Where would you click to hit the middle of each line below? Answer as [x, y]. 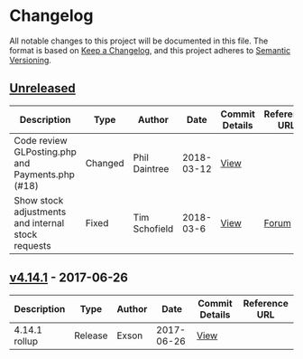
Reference [266, 303]
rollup [26, 341]
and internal [39, 222]
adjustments [40, 212]
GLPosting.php [45, 152]
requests [32, 245]
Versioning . [31, 60]
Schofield [153, 229]
